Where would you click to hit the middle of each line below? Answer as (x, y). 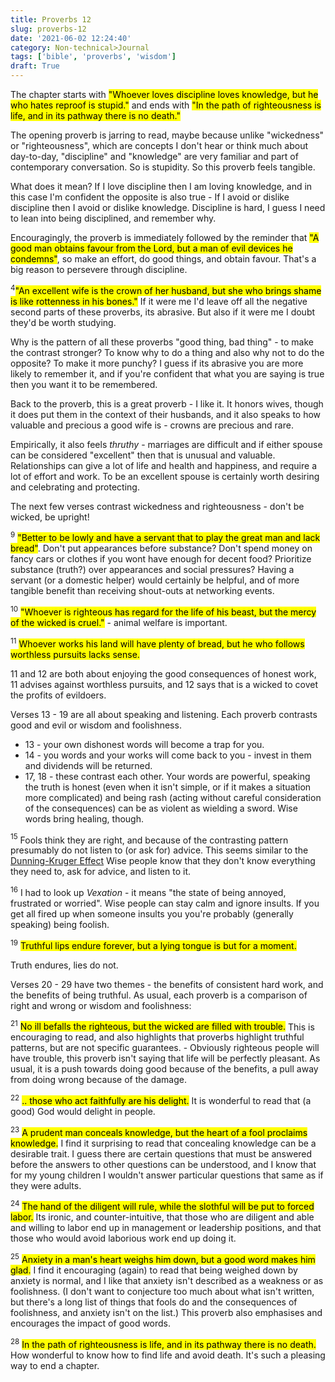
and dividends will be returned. (88, 765)
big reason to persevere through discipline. (99, 269)
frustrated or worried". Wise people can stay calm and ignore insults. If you (165, 903)
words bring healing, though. (84, 818)
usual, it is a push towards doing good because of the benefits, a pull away (164, 1069)
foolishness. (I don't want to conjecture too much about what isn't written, (162, 1291)
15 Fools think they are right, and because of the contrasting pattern (149, 839)
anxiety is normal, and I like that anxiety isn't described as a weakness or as (167, 1280)
